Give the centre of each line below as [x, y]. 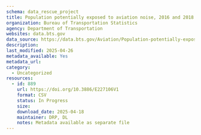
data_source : [22, 39]
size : [24, 106]
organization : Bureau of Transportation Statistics [72, 23]
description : [22, 45]
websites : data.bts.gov [36, 34]
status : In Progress [42, 100]
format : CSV [32, 95]
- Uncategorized [32, 73]
